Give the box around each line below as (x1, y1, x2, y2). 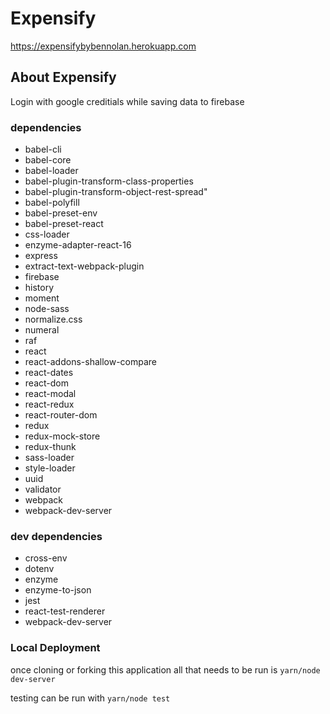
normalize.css (24, 313, 83, 326)
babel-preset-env (24, 207, 98, 219)
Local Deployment (10, 641, 101, 655)
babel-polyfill (24, 197, 80, 209)
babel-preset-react (24, 218, 104, 230)
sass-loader (24, 452, 75, 464)
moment (24, 292, 60, 304)
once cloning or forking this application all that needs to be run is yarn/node (10, 663, 321, 676)
